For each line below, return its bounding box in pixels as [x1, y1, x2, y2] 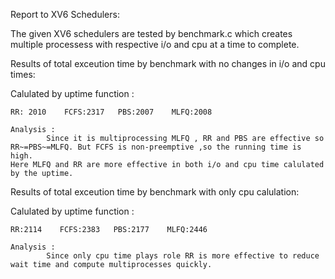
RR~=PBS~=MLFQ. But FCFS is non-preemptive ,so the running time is [10, 142, 302, 152]
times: [10, 69, 36, 80]
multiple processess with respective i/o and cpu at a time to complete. [10, 39, 300, 50]
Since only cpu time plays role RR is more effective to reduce [46, 251, 320, 261]
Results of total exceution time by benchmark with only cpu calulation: [10, 186, 300, 198]
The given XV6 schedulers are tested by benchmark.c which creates [10, 28, 293, 39]
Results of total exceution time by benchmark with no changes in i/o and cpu [10, 58, 326, 69]
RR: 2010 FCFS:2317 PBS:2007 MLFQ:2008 [10, 107, 213, 117]
